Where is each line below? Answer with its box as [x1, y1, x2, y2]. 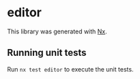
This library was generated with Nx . [7, 27, 107, 35]
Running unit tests [7, 47, 87, 59]
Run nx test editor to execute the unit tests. [7, 65, 134, 73]
